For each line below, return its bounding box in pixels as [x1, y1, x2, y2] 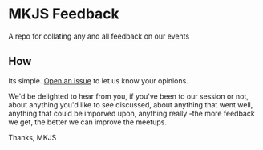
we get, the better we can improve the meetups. [8, 117, 167, 127]
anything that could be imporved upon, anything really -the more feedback [8, 108, 255, 118]
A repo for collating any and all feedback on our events [8, 31, 190, 41]
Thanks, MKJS [8, 132, 57, 142]
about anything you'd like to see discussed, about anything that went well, [8, 99, 253, 109]
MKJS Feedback [8, 5, 120, 23]
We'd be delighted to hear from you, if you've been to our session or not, [8, 91, 249, 101]
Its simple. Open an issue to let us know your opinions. [8, 75, 188, 85]
